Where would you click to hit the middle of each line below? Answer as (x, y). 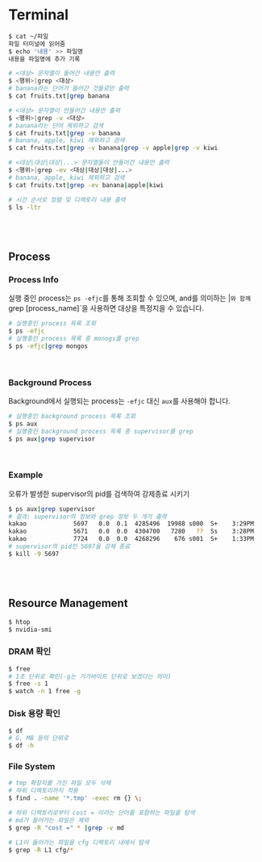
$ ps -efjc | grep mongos (48, 346)
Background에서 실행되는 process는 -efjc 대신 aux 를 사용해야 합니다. (120, 400)
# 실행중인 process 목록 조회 (52, 324)
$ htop (19, 622)
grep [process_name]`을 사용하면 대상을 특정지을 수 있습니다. (106, 308)
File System (32, 767)
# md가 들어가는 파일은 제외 (49, 820)
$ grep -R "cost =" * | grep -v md (67, 828)
